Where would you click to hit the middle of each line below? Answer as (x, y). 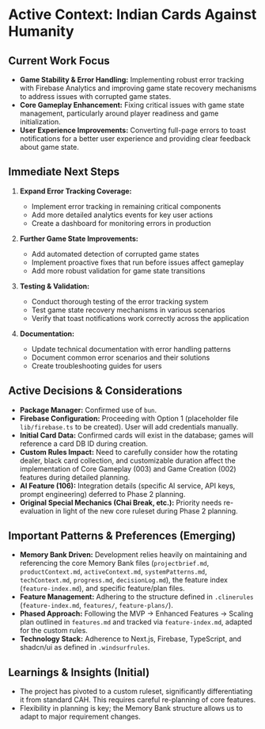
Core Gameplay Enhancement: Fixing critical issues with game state (132, 105)
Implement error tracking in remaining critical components (126, 206)
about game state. (49, 147)
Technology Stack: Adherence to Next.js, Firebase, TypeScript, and (131, 639)
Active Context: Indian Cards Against (132, 15)
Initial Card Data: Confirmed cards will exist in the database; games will (136, 435)
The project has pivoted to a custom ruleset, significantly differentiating (136, 692)
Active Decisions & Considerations (95, 391)
